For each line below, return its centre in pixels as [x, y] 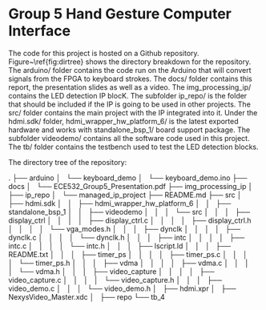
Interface [39, 31]
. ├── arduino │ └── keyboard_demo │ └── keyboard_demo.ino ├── [128, 178]
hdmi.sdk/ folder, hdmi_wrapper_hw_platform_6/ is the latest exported [123, 121]
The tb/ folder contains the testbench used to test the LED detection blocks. [133, 147]
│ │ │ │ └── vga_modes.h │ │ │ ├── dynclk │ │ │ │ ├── [125, 228]
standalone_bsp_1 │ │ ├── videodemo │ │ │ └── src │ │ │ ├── [129, 211]
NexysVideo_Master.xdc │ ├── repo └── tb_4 [87, 296]
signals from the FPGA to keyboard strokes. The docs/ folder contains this [130, 79]
